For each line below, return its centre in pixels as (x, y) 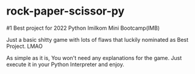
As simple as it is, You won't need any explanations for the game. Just (94, 58)
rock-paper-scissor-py (66, 11)
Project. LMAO (24, 46)
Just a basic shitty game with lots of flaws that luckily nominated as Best (97, 39)
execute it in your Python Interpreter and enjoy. (66, 64)
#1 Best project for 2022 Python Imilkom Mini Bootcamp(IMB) (83, 28)
